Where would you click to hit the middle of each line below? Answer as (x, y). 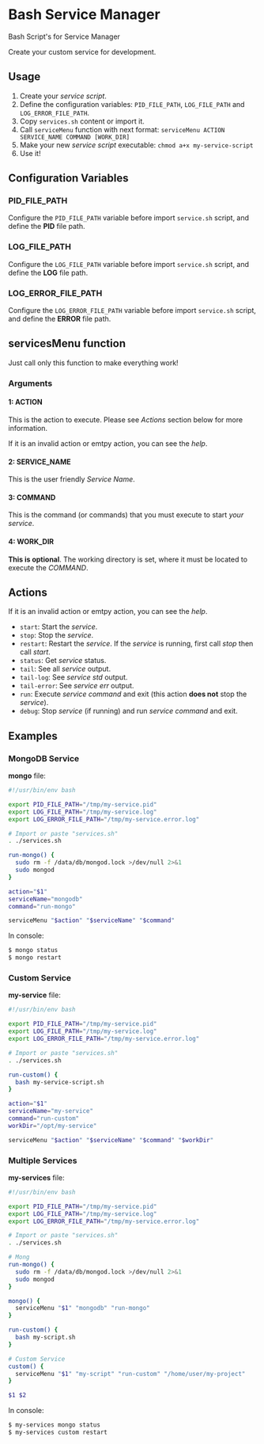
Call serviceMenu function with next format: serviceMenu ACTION (122, 129)
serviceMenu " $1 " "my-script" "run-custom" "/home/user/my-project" (130, 1374)
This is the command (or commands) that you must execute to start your (126, 515)
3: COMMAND (32, 497)
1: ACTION (25, 402)
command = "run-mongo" (42, 906)
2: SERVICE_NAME (40, 462)
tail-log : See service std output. (74, 677)
